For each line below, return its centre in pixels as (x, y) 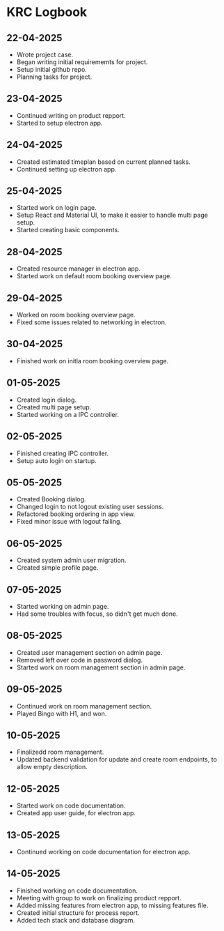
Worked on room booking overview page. (76, 315)
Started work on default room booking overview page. (94, 276)
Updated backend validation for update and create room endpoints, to (117, 759)
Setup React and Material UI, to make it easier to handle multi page (112, 215)
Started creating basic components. (68, 230)
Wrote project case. (45, 54)
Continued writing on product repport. (71, 115)
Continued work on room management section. (84, 706)
